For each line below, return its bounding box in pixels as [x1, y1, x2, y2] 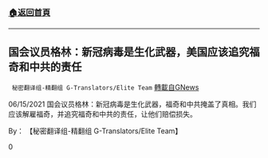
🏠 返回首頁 [8, 6, 51, 17]
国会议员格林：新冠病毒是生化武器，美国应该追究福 [8, 45, 260, 59]
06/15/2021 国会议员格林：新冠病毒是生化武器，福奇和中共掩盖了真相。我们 [8, 99, 257, 109]
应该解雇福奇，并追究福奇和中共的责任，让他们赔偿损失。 [8, 110, 197, 119]
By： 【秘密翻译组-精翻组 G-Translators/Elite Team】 [8, 126, 183, 136]
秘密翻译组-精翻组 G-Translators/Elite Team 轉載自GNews [11, 83, 199, 92]
